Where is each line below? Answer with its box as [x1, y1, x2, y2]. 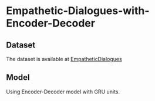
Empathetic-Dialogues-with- [6, 4, 150, 18]
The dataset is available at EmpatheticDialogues [6, 56, 122, 62]
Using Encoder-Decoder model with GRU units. [6, 88, 120, 95]
